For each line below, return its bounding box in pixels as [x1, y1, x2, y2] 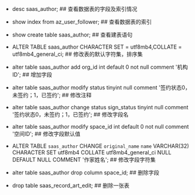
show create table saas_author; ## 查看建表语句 [12, 31, 133, 38]
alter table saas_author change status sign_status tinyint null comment [12, 104, 189, 111]
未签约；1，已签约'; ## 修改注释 [12, 92, 92, 98]
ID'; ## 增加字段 [12, 71, 52, 78]
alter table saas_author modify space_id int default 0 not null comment [12, 123, 189, 130]
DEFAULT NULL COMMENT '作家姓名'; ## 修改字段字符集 [12, 156, 156, 163]
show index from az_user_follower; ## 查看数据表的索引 [12, 18, 152, 26]
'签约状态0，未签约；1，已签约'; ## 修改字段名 [12, 111, 129, 118]
